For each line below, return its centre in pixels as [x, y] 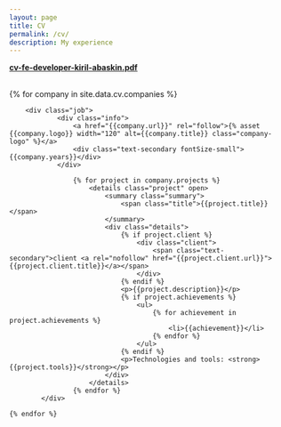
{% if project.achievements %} [179, 298]
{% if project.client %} [167, 235]
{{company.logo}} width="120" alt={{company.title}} [109, 134]
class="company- [242, 134]
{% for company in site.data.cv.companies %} [93, 94]
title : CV [28, 26]
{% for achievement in [195, 313]
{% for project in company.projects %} [146, 181]
